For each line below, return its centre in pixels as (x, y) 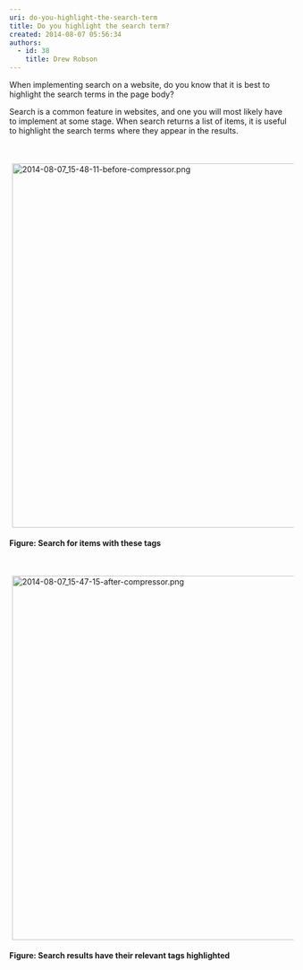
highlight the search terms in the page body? (92, 94)
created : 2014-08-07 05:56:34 (66, 34)
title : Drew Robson (62, 59)
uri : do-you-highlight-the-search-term (84, 17)
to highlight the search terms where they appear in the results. (124, 130)
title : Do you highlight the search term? (89, 26)
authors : (25, 43)
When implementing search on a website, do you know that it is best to (140, 85)
